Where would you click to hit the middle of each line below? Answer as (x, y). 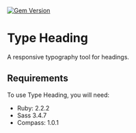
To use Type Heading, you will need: (58, 95)
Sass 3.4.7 (32, 115)
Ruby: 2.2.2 (33, 108)
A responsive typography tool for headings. (68, 57)
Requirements (38, 78)
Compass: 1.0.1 (38, 122)
